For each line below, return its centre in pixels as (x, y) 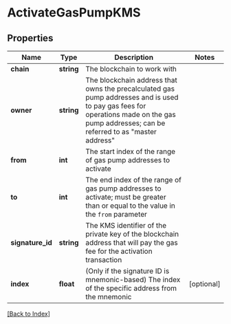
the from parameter (117, 214)
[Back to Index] (29, 314)
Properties (30, 38)
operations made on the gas (131, 115)
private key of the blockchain (132, 234)
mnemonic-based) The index (133, 280)
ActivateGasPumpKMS (74, 13)
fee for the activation (119, 251)
